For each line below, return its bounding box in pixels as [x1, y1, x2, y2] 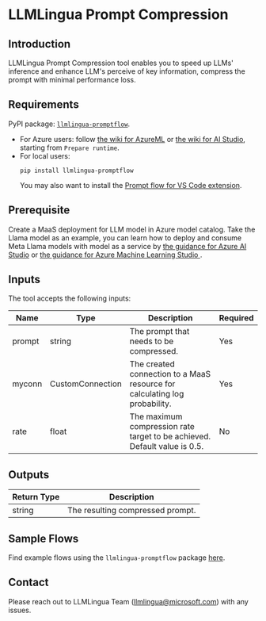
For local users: [19, 151, 70, 160]
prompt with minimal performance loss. [8, 75, 136, 84]
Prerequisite [8, 204, 70, 217]
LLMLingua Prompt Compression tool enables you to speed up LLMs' [8, 58, 234, 67]
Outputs [8, 468, 50, 481]
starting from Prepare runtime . [19, 143, 120, 152]
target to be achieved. [129, 431, 211, 442]
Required [218, 312, 254, 324]
